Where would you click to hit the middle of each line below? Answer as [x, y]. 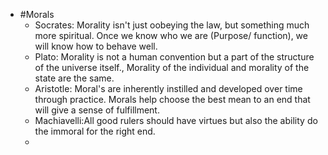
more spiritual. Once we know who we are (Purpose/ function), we [171, 35]
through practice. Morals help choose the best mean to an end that [172, 99]
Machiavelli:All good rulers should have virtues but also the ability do [176, 120]
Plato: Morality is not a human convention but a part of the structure [174, 57]
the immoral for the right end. [95, 131]
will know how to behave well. [96, 46]
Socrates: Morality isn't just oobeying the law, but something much [172, 25]
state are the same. [74, 78]
